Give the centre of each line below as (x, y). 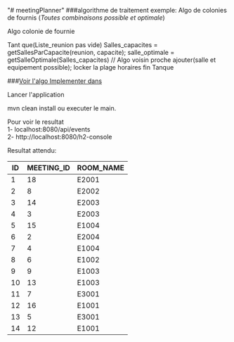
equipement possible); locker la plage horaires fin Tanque (91, 67)
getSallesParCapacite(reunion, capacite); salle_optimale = (91, 52)
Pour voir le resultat (36, 122)
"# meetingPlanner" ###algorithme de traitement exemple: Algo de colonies (117, 10)
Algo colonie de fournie (41, 31)
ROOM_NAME (100, 168)
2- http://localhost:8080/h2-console (60, 137)
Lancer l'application (36, 95)
